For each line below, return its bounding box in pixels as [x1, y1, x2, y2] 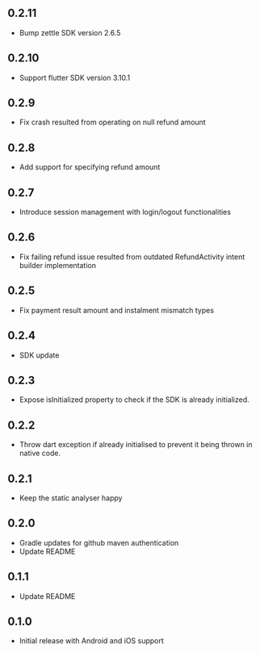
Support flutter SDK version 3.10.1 [19, 73, 131, 82]
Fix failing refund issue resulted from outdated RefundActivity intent [19, 252, 245, 262]
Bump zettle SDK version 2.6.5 [19, 27, 121, 37]
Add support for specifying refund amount [19, 162, 161, 172]
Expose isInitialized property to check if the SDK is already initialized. [19, 395, 250, 404]
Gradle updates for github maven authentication [19, 538, 179, 547]
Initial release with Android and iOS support [19, 636, 165, 646]
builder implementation [19, 260, 96, 270]
